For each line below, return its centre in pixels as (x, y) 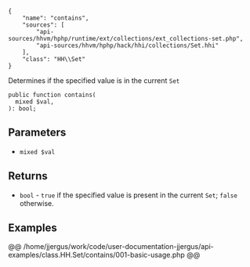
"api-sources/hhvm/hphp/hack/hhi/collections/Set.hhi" (128, 45)
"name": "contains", (56, 18)
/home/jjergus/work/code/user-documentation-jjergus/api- (118, 247)
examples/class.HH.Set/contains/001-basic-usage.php (97, 255)
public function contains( (52, 95)
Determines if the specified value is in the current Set (94, 81)
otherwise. (37, 203)
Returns (28, 176)
